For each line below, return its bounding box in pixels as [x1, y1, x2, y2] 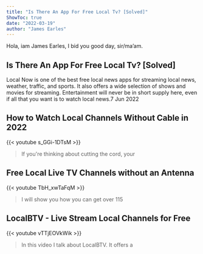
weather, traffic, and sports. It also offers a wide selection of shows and [6, 82, 186, 90]
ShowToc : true [6, 15, 43, 21]
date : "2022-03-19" [6, 20, 56, 26]
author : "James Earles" [6, 25, 67, 32]
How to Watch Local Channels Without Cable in [6, 113, 188, 123]
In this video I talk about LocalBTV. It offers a [21, 241, 133, 249]
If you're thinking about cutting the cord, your [21, 150, 136, 158]
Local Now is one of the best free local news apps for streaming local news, [6, 76, 196, 84]
